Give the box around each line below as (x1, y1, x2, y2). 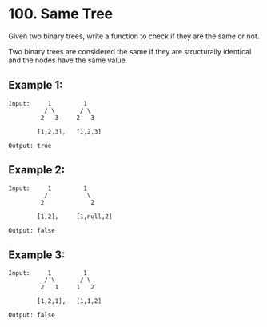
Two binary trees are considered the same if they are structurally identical (8, 46, 252, 56)
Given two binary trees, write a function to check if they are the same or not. (8, 31, 260, 41)
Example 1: (8, 78, 63, 92)
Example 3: (8, 248, 66, 261)
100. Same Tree (8, 5, 114, 23)
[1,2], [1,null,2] (37, 213, 113, 221)
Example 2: (8, 163, 66, 177)
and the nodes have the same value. (8, 55, 128, 65)
